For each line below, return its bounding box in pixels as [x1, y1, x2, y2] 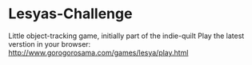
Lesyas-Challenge [8, 5, 133, 23]
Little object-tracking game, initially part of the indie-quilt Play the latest [8, 31, 245, 40]
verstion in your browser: [8, 39, 91, 48]
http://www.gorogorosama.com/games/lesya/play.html [8, 48, 189, 57]
